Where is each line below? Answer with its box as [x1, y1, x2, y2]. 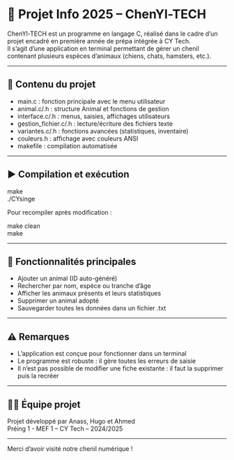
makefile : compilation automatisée [17, 141, 118, 150]
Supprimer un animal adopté [17, 296, 100, 305]
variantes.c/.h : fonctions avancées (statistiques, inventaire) [17, 127, 189, 135]
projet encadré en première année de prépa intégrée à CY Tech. [7, 36, 191, 45]
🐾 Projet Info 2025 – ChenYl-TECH [7, 6, 207, 22]
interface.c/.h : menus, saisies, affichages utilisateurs [17, 112, 171, 120]
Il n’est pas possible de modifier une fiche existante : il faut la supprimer [17, 364, 224, 373]
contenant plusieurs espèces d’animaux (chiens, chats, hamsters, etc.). [7, 52, 212, 60]
